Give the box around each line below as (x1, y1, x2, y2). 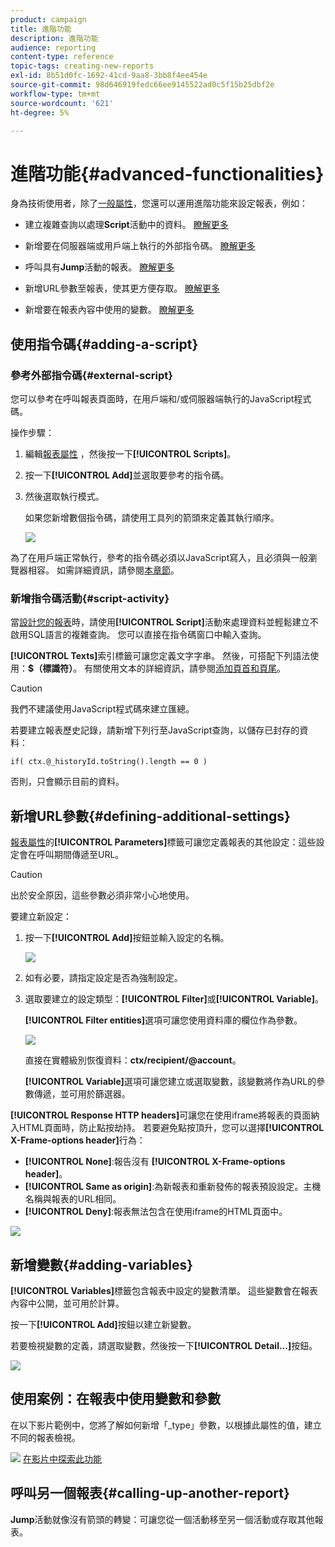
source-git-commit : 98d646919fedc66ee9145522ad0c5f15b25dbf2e (10, 80, 275, 90)
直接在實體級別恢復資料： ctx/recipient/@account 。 (24, 1054, 242, 1066)
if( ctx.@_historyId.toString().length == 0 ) (10, 757, 208, 767)
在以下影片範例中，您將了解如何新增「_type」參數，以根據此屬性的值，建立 (10, 1419, 322, 1431)
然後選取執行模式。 (24, 491, 105, 502)
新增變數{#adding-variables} (10, 1256, 194, 1273)
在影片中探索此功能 (22, 1452, 102, 1465)
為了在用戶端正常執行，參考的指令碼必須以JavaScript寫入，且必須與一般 (10, 552, 309, 563)
